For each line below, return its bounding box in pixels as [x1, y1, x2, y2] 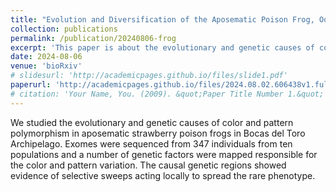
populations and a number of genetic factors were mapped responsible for [10, 148, 318, 160]
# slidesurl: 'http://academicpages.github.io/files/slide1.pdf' [10, 71, 288, 81]
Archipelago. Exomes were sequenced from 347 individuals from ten [10, 137, 293, 150]
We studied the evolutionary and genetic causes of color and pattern [10, 116, 294, 128]
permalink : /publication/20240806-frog [10, 33, 177, 43]
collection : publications [10, 24, 118, 34]
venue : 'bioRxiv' [10, 61, 83, 71]
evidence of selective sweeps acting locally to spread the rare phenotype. [10, 169, 316, 181]
